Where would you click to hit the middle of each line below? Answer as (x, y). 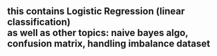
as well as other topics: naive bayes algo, (98, 33)
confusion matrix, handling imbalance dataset (108, 44)
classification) (39, 22)
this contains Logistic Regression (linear (96, 11)
